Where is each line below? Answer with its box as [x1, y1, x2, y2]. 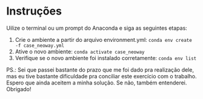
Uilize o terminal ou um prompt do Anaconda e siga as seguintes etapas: [6, 24, 188, 32]
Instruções [6, 4, 62, 18]
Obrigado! [6, 85, 32, 92]
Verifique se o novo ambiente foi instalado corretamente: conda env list [15, 54, 197, 61]
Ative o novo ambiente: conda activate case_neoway [15, 47, 145, 55]
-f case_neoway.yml [15, 43, 65, 49]
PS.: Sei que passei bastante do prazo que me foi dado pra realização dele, [6, 66, 194, 73]
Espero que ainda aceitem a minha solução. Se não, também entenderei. [6, 79, 187, 86]
